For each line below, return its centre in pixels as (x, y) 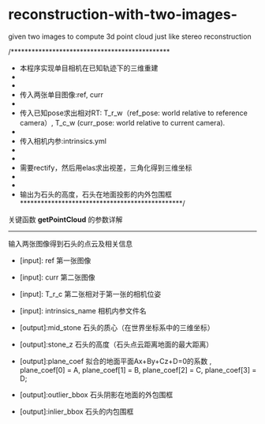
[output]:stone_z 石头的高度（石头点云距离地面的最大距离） (116, 344)
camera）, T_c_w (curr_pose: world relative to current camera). (122, 122)
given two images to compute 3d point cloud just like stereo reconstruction (130, 36)
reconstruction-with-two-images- (123, 15)
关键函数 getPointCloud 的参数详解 (65, 220)
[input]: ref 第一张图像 (55, 260)
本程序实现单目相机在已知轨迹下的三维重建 (89, 68)
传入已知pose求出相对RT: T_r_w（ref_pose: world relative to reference (134, 113)
